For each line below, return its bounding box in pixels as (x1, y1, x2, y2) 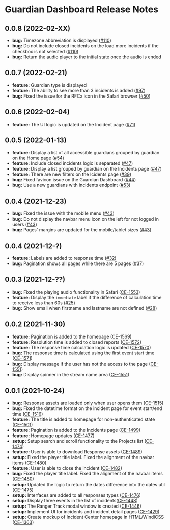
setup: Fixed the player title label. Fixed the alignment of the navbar (12, 454, 155, 460)
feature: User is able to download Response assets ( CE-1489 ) (12, 448, 143, 455)
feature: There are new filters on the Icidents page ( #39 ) (12, 171, 132, 177)
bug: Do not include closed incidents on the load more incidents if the (12, 43, 159, 49)
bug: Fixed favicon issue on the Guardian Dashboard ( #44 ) (12, 177, 136, 183)
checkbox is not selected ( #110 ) (12, 49, 79, 54)
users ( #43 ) (12, 221, 38, 228)
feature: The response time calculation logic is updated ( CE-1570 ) (12, 344, 151, 350)
